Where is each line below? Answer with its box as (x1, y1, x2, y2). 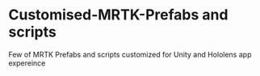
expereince (8, 58, 46, 68)
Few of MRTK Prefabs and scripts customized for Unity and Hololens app (8, 49, 252, 59)
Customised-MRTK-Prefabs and (8, 6, 229, 24)
